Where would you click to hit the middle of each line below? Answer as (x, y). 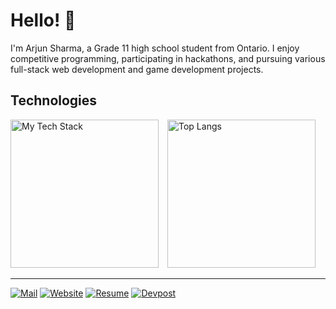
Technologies (54, 100)
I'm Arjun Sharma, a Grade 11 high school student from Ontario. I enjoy (155, 48)
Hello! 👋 (43, 20)
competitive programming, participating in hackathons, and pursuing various (168, 58)
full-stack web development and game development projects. (137, 69)
